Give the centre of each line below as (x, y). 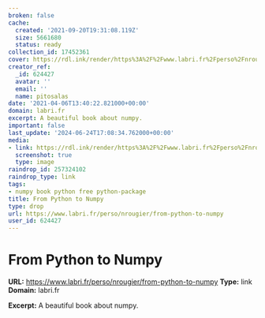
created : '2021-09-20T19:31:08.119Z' (77, 30)
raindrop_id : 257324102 (47, 170)
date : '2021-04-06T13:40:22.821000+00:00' (79, 103)
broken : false (32, 15)
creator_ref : (30, 67)
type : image (35, 163)
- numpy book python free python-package (77, 191)
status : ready (38, 45)
